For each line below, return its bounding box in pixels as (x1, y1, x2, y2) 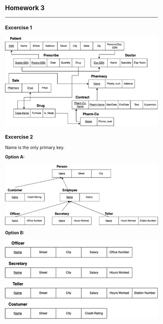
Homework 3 (5, 4, 45, 12)
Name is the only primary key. (5, 145, 65, 151)
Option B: (5, 229, 25, 235)
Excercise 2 (5, 133, 33, 140)
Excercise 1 (5, 24, 33, 31)
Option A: (5, 154, 25, 160)
